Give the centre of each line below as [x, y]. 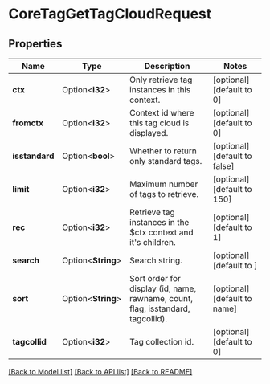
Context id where [162, 113]
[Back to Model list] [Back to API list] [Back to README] [100, 372]
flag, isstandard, [160, 308]
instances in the [160, 222]
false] [223, 166]
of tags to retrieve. [164, 194]
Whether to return [163, 151]
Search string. [156, 260]
